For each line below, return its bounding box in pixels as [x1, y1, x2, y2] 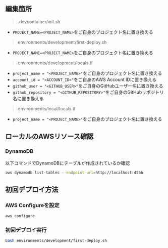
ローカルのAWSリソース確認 [5, 132, 94, 141]
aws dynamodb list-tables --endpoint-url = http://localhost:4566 [5, 170, 143, 175]
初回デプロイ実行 [5, 226, 47, 233]
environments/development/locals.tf [17, 60, 93, 66]
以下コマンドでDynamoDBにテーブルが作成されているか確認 [5, 160, 130, 166]
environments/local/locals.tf [17, 105, 76, 111]
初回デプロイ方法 [5, 185, 59, 194]
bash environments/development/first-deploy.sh [5, 238, 107, 243]
